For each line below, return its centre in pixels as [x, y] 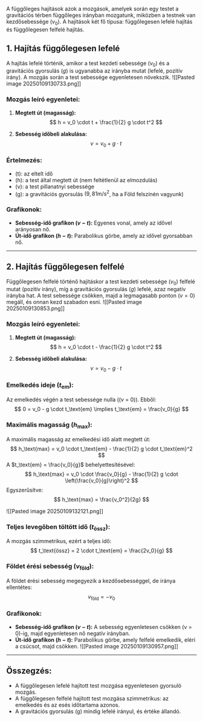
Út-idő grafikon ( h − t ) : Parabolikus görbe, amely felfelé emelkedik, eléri [105, 640]
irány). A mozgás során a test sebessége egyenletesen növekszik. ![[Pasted [101, 77]
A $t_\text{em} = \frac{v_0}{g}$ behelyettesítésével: [71, 464]
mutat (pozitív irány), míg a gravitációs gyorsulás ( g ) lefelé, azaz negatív [96, 289]
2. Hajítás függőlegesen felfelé [66, 267]
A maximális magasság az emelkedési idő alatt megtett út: [79, 439]
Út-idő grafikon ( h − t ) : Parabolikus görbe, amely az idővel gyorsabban [104, 235]
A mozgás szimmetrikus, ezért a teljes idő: [59, 541]
